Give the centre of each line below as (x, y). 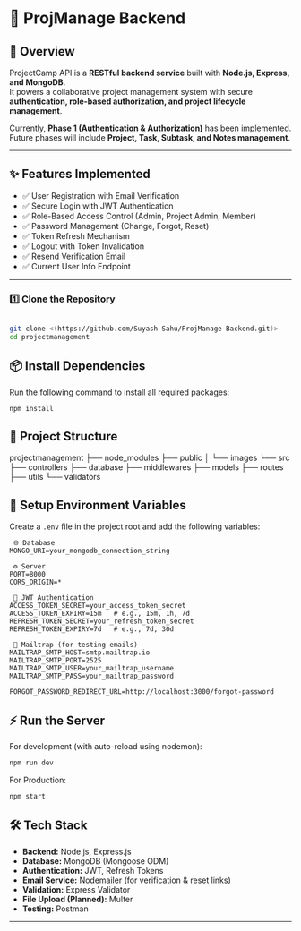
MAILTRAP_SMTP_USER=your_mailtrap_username (92, 669)
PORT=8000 (28, 575)
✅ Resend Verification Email (74, 256)
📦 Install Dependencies (77, 366)
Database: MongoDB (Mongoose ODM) (95, 861)
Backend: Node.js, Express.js (77, 851)
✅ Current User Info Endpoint (77, 266)
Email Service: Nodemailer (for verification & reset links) (126, 880)
